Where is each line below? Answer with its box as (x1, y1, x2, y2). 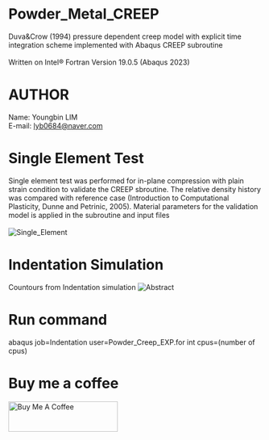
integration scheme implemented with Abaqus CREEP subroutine (8, 40, 223, 49)
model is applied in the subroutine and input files (8, 210, 170, 220)
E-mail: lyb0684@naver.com (8, 120, 103, 130)
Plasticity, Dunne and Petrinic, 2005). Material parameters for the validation (8, 201, 259, 211)
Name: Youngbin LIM (8, 112, 78, 122)
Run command (8, 310, 107, 329)
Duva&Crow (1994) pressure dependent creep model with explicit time (8, 31, 242, 41)
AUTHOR (8, 86, 70, 104)
